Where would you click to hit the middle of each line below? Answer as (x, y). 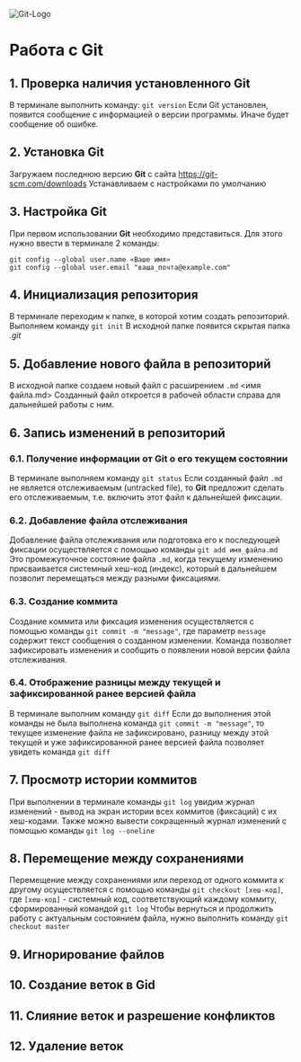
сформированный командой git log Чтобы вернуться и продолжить (142, 909)
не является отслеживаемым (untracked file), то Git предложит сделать (147, 487)
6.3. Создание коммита (64, 602)
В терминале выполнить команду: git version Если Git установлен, (139, 105)
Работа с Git (57, 50)
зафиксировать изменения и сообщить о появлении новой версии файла (150, 650)
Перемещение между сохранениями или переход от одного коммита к (147, 880)
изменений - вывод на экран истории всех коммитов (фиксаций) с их (143, 811)
